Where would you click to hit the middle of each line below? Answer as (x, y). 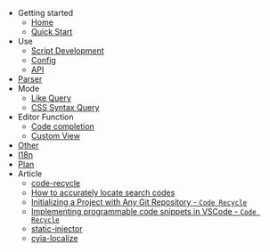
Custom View (55, 136)
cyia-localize (54, 238)
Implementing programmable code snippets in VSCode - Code (143, 211)
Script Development (67, 51)
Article (30, 174)
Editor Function (45, 117)
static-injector (57, 229)
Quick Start (52, 32)
